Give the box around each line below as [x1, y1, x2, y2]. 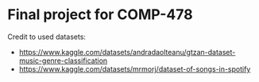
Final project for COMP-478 [7, 6, 193, 24]
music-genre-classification [18, 56, 108, 65]
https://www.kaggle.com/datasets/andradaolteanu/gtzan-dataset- [18, 47, 236, 57]
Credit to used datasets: [7, 32, 87, 41]
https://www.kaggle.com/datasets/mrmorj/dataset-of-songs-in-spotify [18, 64, 251, 73]
